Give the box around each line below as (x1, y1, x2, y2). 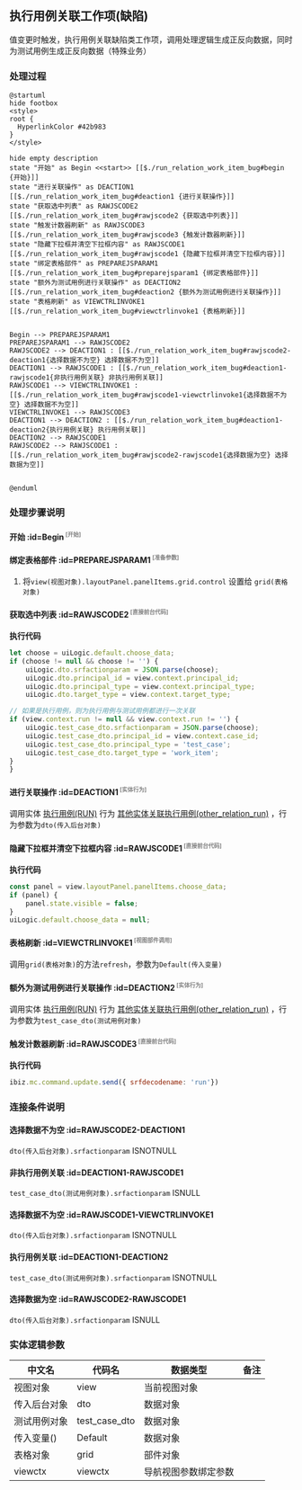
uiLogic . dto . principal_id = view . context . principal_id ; (25, 674, 240, 683)
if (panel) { (9, 890, 58, 899)
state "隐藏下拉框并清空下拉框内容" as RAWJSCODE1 (9, 240, 186, 249)
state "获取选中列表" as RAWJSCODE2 (9, 201, 138, 211)
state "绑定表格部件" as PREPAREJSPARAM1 (9, 259, 159, 268)
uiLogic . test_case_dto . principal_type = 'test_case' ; (25, 740, 231, 749)
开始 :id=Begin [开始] (9, 530, 82, 542)
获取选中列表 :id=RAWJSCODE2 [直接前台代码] (9, 608, 169, 620)
